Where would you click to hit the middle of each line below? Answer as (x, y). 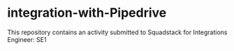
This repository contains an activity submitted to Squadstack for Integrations (117, 32)
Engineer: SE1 (27, 39)
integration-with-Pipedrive (87, 13)
